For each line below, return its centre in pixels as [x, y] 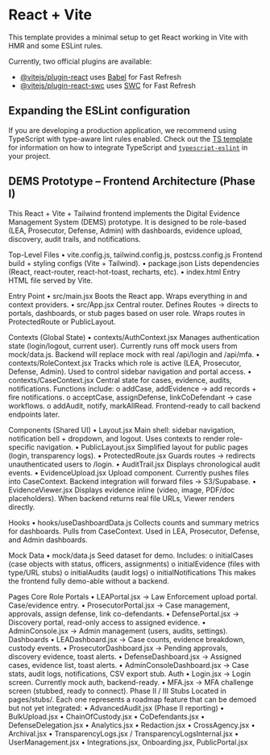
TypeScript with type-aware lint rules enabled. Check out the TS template [131, 139]
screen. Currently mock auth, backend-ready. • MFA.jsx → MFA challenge [131, 682]
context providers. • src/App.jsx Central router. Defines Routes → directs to [133, 305]
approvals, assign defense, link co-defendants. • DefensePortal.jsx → [124, 613]
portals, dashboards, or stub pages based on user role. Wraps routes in [127, 313]
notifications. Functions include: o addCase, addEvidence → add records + [133, 388]
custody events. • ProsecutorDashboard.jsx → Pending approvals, [118, 648]
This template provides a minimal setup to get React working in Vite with [128, 37]
